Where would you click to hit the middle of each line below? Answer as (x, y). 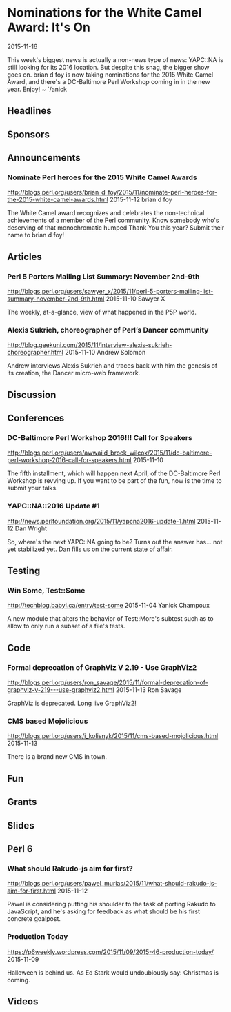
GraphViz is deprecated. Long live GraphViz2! (72, 703)
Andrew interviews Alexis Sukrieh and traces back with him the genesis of (112, 366)
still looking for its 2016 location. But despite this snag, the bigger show (108, 67)
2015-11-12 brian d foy (141, 200)
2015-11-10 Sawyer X (135, 299)
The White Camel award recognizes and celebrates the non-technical (106, 213)
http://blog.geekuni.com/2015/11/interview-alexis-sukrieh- (90, 345)
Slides (21, 825)
